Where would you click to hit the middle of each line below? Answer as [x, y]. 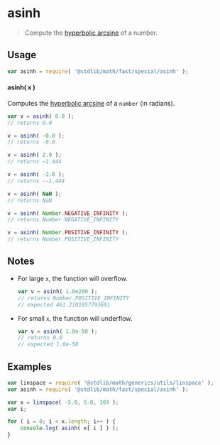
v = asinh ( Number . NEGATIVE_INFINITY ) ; [68, 213]
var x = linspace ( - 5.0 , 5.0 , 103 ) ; [63, 402]
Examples [29, 367]
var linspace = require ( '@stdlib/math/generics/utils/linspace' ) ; [111, 383]
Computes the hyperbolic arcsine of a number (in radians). [91, 103]
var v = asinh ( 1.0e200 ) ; [57, 291]
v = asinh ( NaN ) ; [34, 194]
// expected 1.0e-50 [48, 345]
